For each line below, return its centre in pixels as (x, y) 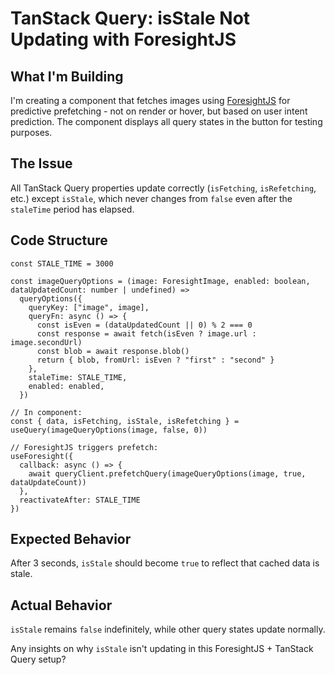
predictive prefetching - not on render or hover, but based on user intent (159, 111)
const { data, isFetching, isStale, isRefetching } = (125, 421)
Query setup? (38, 659)
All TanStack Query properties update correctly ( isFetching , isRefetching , (163, 188)
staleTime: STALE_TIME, (78, 377)
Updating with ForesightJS (123, 39)
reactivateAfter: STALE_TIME (80, 500)
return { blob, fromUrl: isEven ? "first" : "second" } (155, 360)
